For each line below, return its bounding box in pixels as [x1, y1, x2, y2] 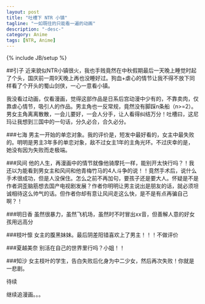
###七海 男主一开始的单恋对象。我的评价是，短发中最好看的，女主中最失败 [6, 131, 195, 138]
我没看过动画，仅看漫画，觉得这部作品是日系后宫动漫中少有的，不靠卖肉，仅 [6, 95, 199, 102]
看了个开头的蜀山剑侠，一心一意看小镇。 [11, 82, 113, 89]
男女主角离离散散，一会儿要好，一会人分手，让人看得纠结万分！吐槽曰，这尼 [6, 111, 199, 117]
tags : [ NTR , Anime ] [6, 37, 56, 43]
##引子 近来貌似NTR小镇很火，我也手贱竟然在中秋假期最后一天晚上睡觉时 [6, 67, 192, 74]
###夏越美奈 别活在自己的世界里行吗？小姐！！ [6, 244, 125, 251]
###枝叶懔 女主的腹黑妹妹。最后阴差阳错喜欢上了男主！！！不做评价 [6, 231, 179, 239]
